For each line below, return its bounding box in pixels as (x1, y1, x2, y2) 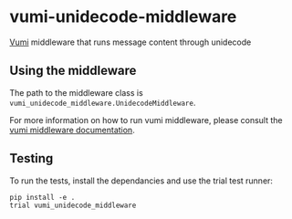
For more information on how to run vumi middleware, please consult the (9, 114, 283, 125)
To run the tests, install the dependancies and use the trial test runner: (9, 175, 274, 186)
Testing (9, 151, 54, 166)
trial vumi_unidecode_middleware (9, 201, 137, 210)
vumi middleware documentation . (9, 124, 135, 135)
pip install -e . (9, 193, 76, 202)
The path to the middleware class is (9, 87, 143, 98)
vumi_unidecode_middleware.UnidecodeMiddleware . (9, 97, 196, 108)
